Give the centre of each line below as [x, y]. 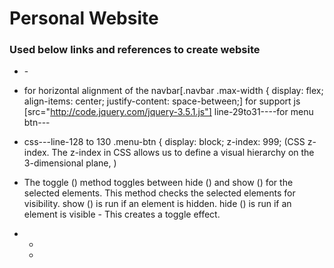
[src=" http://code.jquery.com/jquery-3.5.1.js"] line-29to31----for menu [168, 112]
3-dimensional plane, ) [70, 163]
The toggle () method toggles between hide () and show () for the [158, 183]
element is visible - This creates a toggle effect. [122, 214]
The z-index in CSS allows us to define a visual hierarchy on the [183, 153]
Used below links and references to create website [135, 50]
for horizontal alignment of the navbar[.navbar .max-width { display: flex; [173, 91]
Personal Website [84, 18]
